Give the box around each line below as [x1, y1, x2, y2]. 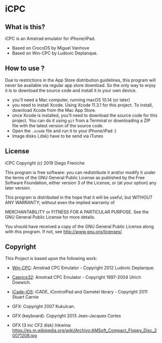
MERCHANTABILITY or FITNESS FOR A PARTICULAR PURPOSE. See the [5, 209, 149, 215]
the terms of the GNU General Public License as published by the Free [5, 174, 145, 180]
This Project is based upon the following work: [5, 256, 98, 261]
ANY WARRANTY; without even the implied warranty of [5, 199, 115, 205]
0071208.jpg [12, 333, 37, 339]
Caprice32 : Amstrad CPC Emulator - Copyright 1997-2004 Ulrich [12, 274, 141, 280]
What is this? [5, 23, 45, 31]
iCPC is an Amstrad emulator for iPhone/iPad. [5, 35, 96, 41]
